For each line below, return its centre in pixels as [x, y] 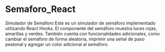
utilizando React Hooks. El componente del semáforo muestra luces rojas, [81, 28]
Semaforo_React [40, 9]
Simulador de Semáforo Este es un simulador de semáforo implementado [80, 23]
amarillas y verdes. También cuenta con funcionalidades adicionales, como [82, 33]
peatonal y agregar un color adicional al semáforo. [57, 44]
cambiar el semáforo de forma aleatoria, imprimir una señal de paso [75, 39]
